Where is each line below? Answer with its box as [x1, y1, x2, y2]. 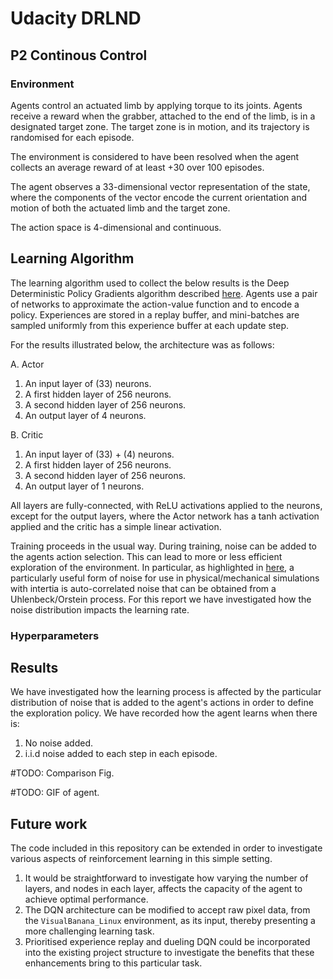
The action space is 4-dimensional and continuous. [10, 221, 222, 233]
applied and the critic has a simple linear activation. [10, 520, 222, 532]
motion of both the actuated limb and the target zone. [10, 202, 231, 214]
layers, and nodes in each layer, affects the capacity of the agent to [24, 883, 303, 895]
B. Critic [10, 428, 44, 441]
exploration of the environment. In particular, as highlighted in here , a [10, 561, 295, 573]
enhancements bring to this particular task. [24, 957, 203, 969]
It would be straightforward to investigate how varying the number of [24, 872, 309, 884]
